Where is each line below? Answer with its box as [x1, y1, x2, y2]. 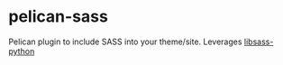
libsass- [243, 36, 274, 47]
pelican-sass [8, 6, 109, 27]
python [8, 45, 35, 56]
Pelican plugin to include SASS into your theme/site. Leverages [8, 36, 242, 47]
